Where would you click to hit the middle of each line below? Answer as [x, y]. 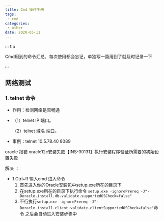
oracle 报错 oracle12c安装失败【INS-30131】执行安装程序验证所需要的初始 [80, 152]
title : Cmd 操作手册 [25, 10]
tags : [11, 14]
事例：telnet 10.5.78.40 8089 [41, 141]
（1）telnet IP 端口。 [33, 120]
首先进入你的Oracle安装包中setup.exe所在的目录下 [70, 185]
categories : [17, 23]
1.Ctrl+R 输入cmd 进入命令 [39, 179]
